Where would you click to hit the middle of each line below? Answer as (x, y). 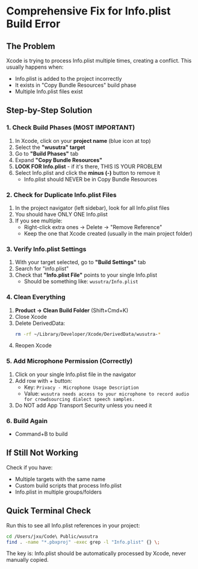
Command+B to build (41, 434)
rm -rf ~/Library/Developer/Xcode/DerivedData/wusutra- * (88, 334)
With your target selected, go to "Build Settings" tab (80, 262)
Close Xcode (31, 316)
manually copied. (28, 560)
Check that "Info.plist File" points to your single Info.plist (86, 275)
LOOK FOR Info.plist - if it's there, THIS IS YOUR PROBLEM (88, 166)
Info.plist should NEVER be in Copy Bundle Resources (91, 179)
